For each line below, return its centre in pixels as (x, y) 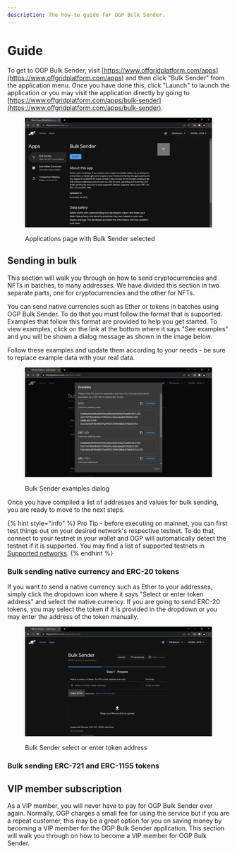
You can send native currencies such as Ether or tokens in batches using (113, 306)
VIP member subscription (65, 788)
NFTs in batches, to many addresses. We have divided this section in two (114, 285)
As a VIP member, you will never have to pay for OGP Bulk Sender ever (110, 806)
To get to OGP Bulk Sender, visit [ (56, 70)
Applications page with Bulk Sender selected (90, 238)
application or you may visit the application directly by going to (98, 92)
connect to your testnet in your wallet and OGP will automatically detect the (117, 538)
